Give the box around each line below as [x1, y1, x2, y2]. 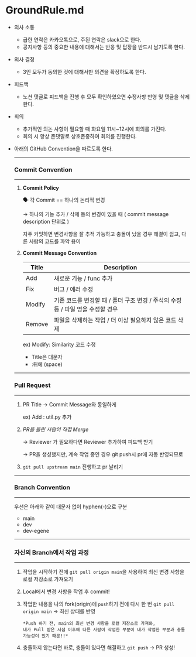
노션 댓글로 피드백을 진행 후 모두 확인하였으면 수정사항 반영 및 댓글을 [22, 93, 179, 100]
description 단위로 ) [22, 218, 70, 225]
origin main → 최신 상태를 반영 [22, 608, 96, 615]
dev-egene [22, 527, 50, 534]
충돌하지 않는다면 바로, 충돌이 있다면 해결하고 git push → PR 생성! [22, 644, 176, 651]
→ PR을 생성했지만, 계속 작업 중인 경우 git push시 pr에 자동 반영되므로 [22, 450, 184, 457]
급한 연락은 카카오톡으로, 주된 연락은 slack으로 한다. [22, 36, 142, 43]
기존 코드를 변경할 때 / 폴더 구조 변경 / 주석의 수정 [54, 296, 182, 304]
